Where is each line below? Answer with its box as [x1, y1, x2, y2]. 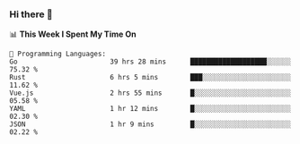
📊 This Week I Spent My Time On [9, 29, 137, 39]
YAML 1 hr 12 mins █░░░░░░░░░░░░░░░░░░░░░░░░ [9, 105, 292, 114]
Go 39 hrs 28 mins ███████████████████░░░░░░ [9, 57, 292, 66]
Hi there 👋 [9, 8, 54, 21]
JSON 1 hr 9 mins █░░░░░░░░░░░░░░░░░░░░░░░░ [9, 120, 292, 129]
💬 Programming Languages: [9, 49, 106, 59]
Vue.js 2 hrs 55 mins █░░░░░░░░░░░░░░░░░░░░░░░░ [9, 89, 292, 97]
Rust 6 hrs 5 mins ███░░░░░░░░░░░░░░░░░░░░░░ [9, 73, 292, 82]
